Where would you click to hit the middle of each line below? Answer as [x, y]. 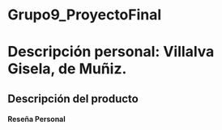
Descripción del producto [73, 99]
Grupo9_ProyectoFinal [85, 15]
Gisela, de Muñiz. [67, 69]
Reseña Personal [36, 120]
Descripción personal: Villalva [111, 52]
